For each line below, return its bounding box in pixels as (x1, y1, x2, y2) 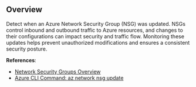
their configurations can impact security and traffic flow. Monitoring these (6, 32, 185, 40)
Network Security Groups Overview (14, 68, 101, 75)
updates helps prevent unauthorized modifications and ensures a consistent (6, 39, 190, 46)
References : (6, 56, 36, 63)
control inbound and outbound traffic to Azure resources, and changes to (6, 26, 183, 34)
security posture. (6, 45, 48, 52)
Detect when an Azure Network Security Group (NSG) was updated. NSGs (6, 20, 186, 27)
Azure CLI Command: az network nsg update (14, 74, 124, 81)
